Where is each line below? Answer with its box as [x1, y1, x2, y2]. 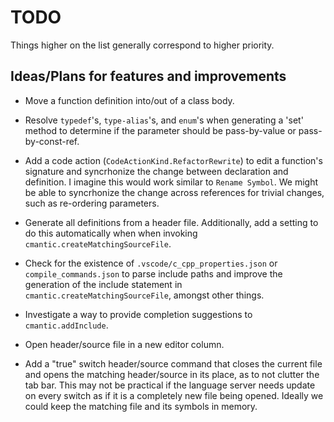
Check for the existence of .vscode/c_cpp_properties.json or [24, 257, 278, 269]
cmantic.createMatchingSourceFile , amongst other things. [24, 289, 265, 301]
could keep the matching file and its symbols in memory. [24, 400, 258, 412]
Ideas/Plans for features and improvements [10, 68, 287, 85]
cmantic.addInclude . [24, 319, 109, 331]
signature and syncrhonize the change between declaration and [24, 165, 289, 177]
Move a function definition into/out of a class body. [24, 94, 235, 106]
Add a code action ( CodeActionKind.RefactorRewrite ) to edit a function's [24, 154, 323, 166]
